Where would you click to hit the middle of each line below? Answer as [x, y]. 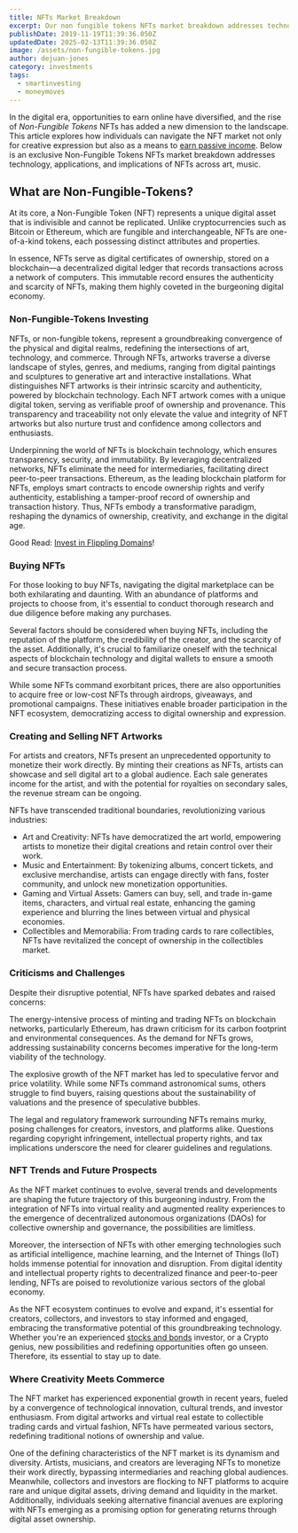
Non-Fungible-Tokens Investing [79, 319]
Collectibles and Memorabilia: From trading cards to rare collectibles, [148, 931]
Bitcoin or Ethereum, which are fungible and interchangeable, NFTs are [139, 232]
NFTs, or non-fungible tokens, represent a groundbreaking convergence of [146, 339]
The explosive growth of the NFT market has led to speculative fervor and [144, 1074]
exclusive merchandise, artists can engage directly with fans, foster [145, 875]
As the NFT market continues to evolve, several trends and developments [143, 1190]
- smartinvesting [49, 83]
